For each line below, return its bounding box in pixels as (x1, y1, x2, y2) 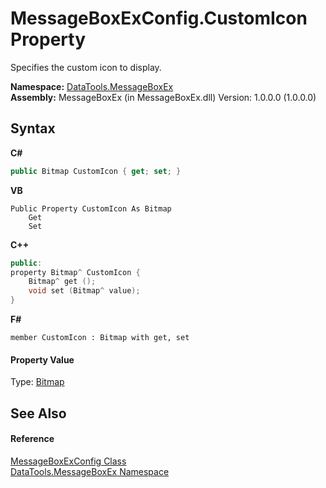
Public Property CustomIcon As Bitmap (10, 203, 172, 214)
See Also (10, 405, 67, 422)
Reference (10, 433, 55, 445)
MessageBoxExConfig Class (10, 455, 127, 467)
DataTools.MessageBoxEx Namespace (10, 465, 170, 477)
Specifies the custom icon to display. (10, 61, 162, 73)
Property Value (10, 353, 75, 366)
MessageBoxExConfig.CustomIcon (10, 7, 308, 30)
